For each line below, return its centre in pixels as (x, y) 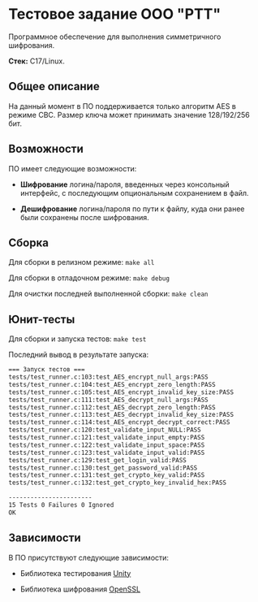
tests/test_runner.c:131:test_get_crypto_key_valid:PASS (107, 475)
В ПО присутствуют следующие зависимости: (88, 557)
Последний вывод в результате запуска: (79, 355)
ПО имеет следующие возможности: (73, 168)
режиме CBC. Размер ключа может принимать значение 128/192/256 (129, 115)
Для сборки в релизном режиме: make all (82, 262)
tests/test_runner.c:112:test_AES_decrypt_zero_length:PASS (112, 407)
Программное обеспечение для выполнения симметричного (115, 37)
